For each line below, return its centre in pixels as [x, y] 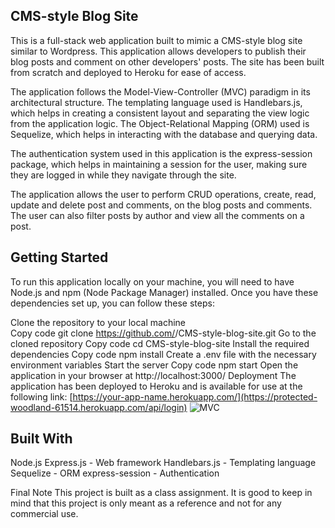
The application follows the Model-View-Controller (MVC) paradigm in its [160, 91]
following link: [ [41, 396]
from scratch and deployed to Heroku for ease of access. [128, 72]
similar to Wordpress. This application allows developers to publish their [158, 51]
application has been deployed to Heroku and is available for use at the [156, 386]
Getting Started [59, 257]
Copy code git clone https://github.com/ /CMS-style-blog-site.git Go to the [163, 333]
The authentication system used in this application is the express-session [161, 153]
